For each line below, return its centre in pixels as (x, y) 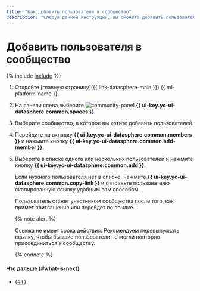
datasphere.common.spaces (51, 112)
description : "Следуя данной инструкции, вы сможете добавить (85, 17)
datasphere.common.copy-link (54, 183)
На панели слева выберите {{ (78, 106)
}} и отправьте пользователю (132, 183)
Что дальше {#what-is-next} (43, 268)
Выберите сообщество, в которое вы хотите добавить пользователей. (104, 123)
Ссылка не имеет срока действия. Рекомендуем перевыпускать (97, 231)
